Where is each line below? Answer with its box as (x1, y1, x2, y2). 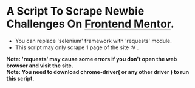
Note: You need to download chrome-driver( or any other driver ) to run (6, 68, 190, 75)
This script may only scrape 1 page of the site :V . (15, 44, 139, 51)
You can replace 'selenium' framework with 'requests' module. (15, 37, 172, 44)
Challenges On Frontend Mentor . (6, 17, 174, 31)
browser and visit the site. (6, 62, 74, 69)
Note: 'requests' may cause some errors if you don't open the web (6, 55, 177, 63)
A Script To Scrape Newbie (6, 4, 145, 18)
